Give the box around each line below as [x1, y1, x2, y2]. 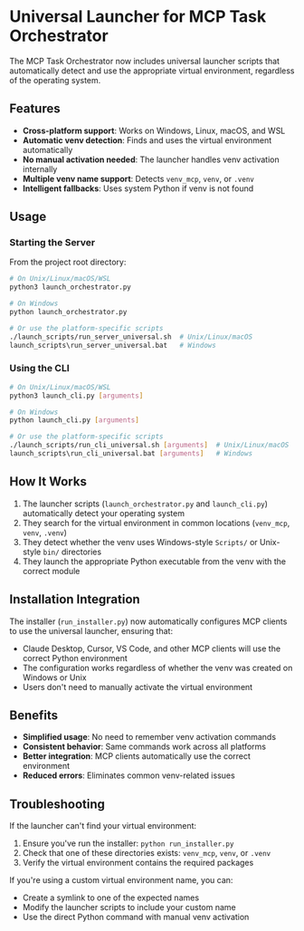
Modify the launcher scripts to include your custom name [22, 902, 237, 913]
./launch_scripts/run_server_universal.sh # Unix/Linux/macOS [9, 332, 253, 341]
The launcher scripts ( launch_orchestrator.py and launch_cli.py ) [22, 498, 269, 509]
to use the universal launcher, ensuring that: [9, 625, 174, 636]
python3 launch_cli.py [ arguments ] [9, 391, 144, 400]
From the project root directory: [9, 256, 127, 268]
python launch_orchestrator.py [9, 308, 128, 317]
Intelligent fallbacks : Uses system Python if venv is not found [22, 183, 254, 194]
